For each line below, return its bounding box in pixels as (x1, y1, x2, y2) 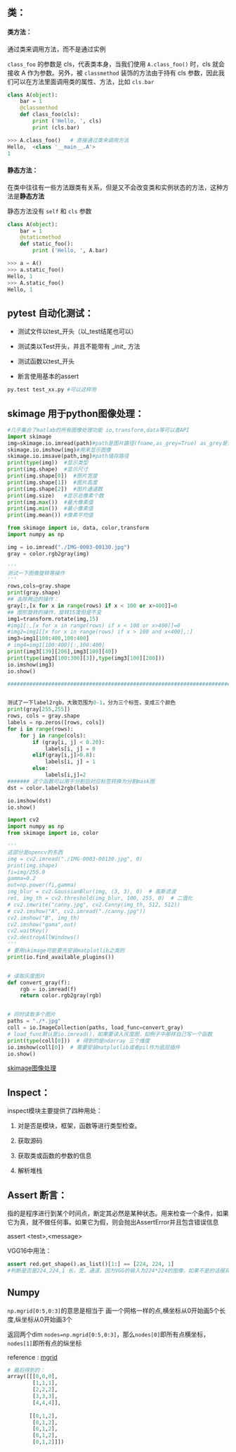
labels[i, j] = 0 (44, 745, 96, 752)
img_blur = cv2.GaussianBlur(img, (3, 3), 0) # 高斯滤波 (7, 888, 177, 895)
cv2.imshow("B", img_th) (7, 914, 80, 922)
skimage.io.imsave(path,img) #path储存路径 (7, 453, 129, 460)
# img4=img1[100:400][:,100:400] (7, 642, 105, 649)
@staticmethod (20, 234, 61, 241)
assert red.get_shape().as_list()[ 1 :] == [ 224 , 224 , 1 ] (7, 1260, 174, 1268)
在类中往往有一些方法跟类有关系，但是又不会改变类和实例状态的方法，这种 (7, 182, 223, 192)
